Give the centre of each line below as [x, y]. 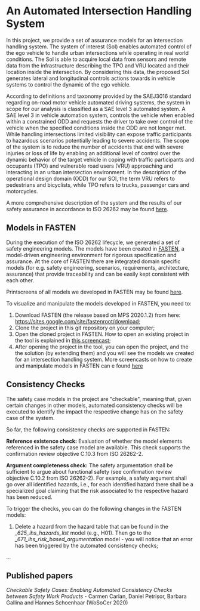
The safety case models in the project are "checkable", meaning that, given [99, 399]
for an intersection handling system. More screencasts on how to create [103, 359]
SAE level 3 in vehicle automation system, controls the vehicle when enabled [100, 115]
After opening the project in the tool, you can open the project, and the [102, 347]
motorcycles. [22, 191]
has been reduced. [29, 497]
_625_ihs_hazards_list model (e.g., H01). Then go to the [83, 533]
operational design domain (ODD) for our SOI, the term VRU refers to [90, 178]
